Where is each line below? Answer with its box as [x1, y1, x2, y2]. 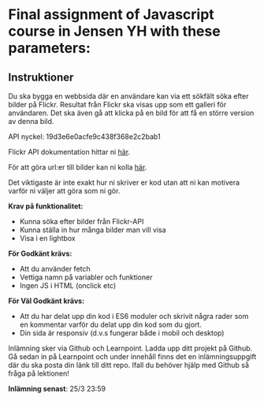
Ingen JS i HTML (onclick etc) [19, 281, 117, 290]
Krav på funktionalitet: [8, 201, 84, 211]
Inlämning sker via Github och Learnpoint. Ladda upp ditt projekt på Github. [8, 343, 253, 353]
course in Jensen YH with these [8, 22, 221, 40]
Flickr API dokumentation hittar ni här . [8, 148, 131, 156]
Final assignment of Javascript [8, 6, 214, 24]
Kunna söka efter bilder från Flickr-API [19, 217, 144, 226]
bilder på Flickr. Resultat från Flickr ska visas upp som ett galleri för [8, 100, 227, 109]
